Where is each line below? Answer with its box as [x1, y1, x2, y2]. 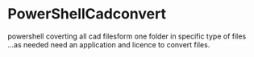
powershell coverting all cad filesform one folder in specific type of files [7, 31, 247, 41]
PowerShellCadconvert [7, 5, 167, 23]
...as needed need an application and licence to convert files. [7, 39, 210, 49]
